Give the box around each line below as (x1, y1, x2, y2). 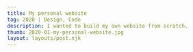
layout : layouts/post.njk (7, 35, 81, 42)
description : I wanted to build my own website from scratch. (7, 22, 188, 29)
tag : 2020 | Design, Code (7, 16, 81, 23)
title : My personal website (7, 9, 88, 17)
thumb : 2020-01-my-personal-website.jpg (7, 28, 125, 36)
